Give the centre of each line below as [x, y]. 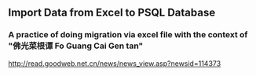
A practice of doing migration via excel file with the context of [128, 35]
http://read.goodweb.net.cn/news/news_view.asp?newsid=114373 [115, 63]
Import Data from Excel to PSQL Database [112, 13]
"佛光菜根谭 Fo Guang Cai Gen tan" [76, 46]
